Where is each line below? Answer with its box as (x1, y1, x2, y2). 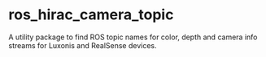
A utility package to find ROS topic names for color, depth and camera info (8, 32, 258, 42)
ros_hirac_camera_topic (8, 6, 174, 24)
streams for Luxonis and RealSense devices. (8, 40, 157, 50)
